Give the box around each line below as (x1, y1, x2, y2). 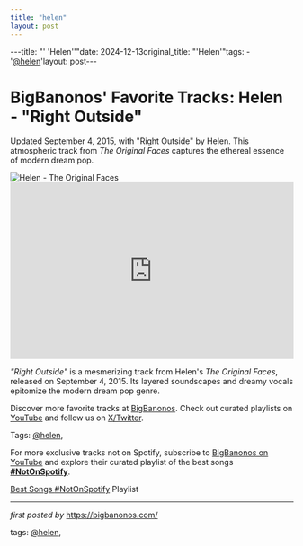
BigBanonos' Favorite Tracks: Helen (10, 87, 284, 108)
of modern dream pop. (10, 154, 94, 166)
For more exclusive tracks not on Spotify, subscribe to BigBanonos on (10, 447, 269, 458)
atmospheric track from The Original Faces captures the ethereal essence (10, 145, 285, 156)
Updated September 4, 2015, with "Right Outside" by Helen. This (10, 136, 250, 146)
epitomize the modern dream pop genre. (10, 385, 160, 396)
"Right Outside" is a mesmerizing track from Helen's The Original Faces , (10, 366, 278, 377)
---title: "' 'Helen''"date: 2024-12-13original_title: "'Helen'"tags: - (10, 46, 251, 57)
